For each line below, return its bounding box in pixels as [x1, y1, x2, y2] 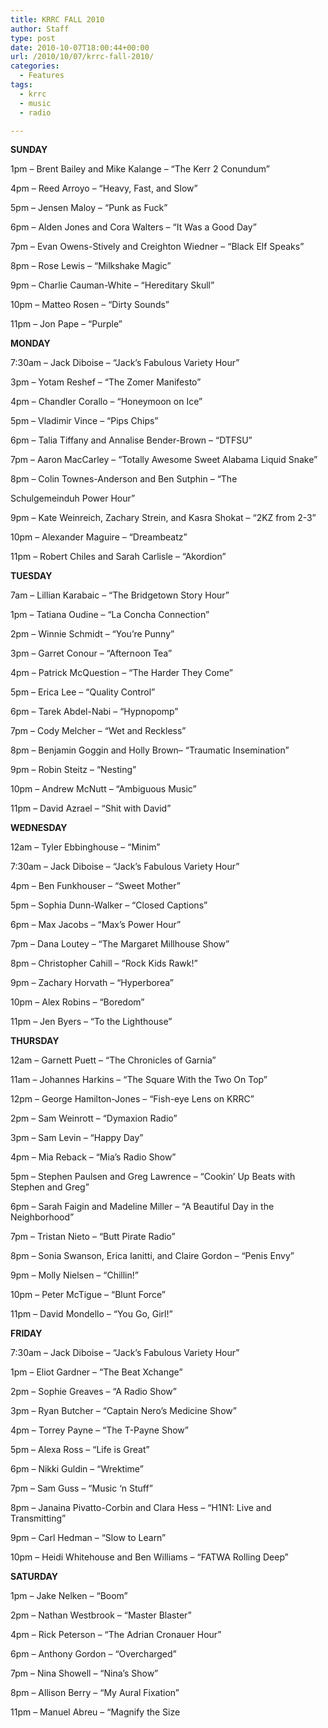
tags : [10, 80, 33, 90]
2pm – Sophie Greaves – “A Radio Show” [10, 1386, 177, 1398]
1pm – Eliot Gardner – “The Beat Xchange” [10, 1366, 183, 1378]
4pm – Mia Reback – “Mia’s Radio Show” [10, 1151, 177, 1163]
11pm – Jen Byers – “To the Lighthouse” [10, 1016, 173, 1028]
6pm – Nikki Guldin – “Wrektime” [10, 1463, 144, 1475]
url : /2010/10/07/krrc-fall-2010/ [10, 52, 155, 62]
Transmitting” [10, 1512, 67, 1525]
